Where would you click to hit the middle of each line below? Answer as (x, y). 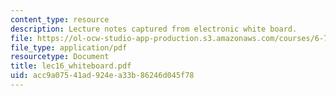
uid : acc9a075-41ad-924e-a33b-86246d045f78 (102, 76)
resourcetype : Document (60, 57)
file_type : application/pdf (69, 47)
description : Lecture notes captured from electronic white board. (154, 29)
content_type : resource (60, 19)
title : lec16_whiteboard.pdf (71, 66)
